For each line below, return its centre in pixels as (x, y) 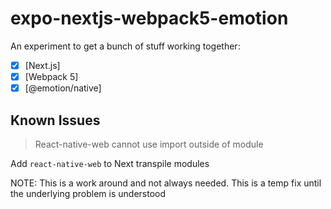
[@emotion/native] (63, 88)
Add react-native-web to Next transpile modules (110, 163)
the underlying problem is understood (88, 193)
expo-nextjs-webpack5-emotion (149, 18)
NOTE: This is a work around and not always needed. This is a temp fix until (166, 183)
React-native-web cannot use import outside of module (149, 144)
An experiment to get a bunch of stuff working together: (125, 46)
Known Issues (55, 120)
